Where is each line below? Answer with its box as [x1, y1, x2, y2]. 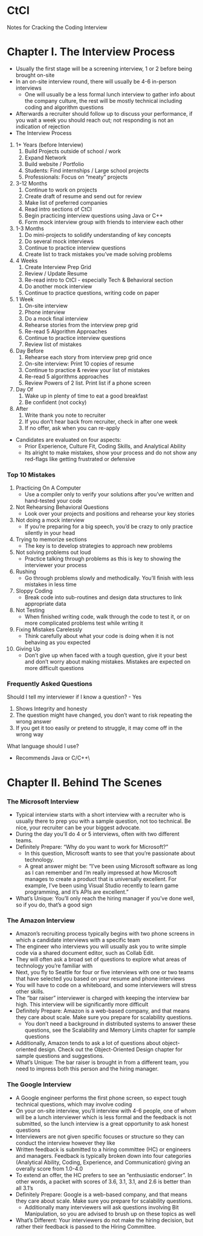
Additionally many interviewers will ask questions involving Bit [24, 1203, 179, 1211]
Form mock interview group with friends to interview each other [24, 218, 184, 225]
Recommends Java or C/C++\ [15, 754, 90, 762]
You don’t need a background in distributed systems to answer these [24, 1020, 196, 1028]
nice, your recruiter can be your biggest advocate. [15, 823, 141, 831]
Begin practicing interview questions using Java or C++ [24, 211, 164, 219]
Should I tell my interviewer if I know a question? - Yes [7, 693, 142, 700]
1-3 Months [15, 225, 44, 232]
